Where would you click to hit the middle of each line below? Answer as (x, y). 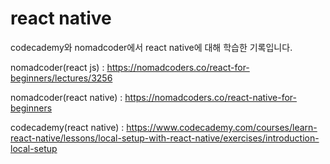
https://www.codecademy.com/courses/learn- (222, 127)
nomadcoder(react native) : (66, 97)
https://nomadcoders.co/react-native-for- (211, 97)
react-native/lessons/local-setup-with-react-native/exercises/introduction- (165, 138)
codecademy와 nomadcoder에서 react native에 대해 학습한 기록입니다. (151, 47)
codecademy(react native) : (67, 127)
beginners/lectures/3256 (61, 78)
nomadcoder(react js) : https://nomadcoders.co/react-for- (130, 67)
